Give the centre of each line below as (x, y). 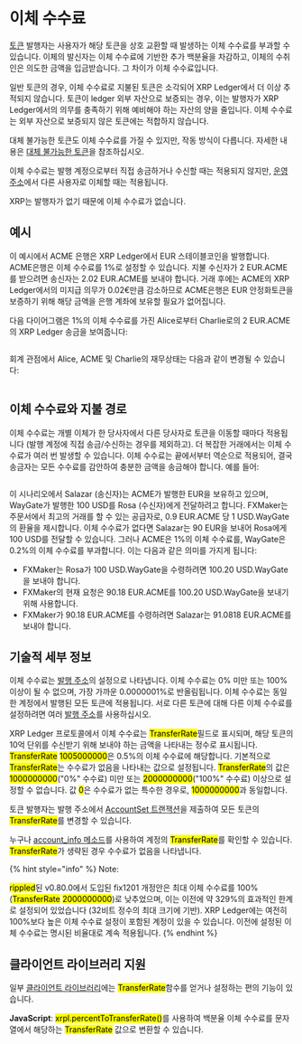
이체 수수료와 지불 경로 (69, 409)
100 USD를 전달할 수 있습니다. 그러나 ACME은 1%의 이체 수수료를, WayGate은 (148, 539)
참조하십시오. (121, 151)
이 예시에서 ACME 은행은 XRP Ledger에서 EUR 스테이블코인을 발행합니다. (140, 256)
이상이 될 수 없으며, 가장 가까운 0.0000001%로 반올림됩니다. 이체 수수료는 (140, 691)
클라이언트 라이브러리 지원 (78, 964)
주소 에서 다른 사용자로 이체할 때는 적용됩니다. (89, 182)
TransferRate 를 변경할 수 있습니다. (71, 821)
